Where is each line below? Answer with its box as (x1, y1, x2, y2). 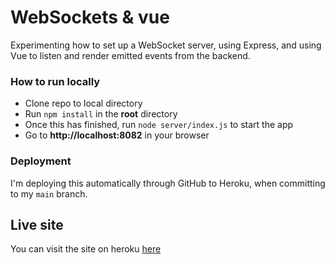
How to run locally (10, 74, 101, 88)
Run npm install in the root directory (24, 108, 178, 120)
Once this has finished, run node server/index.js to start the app (24, 119, 294, 131)
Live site (10, 216, 64, 233)
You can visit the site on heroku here (10, 243, 162, 255)
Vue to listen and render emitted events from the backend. (10, 49, 251, 61)
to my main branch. (10, 187, 88, 200)
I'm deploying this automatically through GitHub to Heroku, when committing (10, 177, 326, 189)
